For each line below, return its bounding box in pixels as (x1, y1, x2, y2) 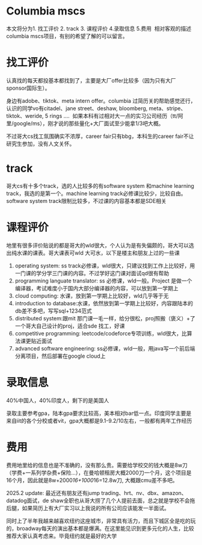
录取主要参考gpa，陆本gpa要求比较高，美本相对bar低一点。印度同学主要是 (6, 410, 192, 417)
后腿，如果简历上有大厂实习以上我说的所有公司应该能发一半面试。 (6, 504, 170, 511)
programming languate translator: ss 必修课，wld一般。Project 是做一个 (14, 277, 192, 284)
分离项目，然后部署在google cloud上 (14, 352, 106, 360)
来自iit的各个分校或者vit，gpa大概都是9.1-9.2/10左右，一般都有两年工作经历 (6, 417, 192, 424)
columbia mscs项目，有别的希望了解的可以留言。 (6, 32, 128, 40)
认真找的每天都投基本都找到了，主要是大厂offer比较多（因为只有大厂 (6, 76, 176, 84)
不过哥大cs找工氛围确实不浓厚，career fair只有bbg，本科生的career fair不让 (6, 132, 194, 140)
